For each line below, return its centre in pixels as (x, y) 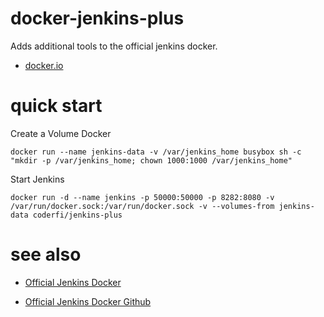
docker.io (44, 65)
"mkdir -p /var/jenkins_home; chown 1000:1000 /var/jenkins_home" (151, 160)
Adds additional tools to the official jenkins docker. (114, 46)
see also (46, 254)
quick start (56, 106)
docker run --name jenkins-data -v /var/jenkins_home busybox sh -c (156, 152)
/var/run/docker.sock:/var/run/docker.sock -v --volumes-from (142, 206)
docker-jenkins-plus (97, 18)
